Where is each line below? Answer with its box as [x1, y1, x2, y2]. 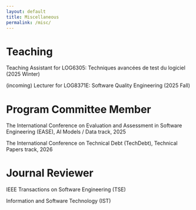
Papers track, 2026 [6, 146, 53, 153]
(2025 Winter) [6, 71, 40, 78]
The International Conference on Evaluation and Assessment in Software [6, 122, 182, 129]
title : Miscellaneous [6, 14, 59, 20]
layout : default [6, 8, 46, 15]
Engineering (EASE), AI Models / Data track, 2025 [6, 128, 127, 135]
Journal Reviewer [6, 166, 94, 180]
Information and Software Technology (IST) [6, 198, 111, 205]
